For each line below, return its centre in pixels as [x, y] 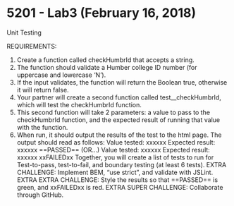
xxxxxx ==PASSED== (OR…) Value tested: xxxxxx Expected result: [113, 150]
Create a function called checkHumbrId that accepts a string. [105, 60]
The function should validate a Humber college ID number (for [107, 67]
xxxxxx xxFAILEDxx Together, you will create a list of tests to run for [115, 157]
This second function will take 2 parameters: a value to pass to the [113, 112]
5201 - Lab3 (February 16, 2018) [101, 13]
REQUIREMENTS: [32, 46]
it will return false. [43, 90]
